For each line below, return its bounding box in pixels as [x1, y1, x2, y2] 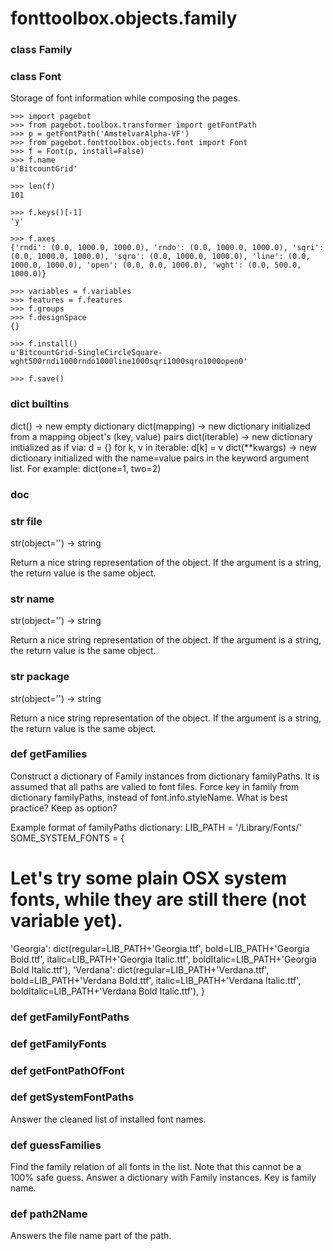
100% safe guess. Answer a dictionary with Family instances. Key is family [10, 1172, 317, 1184]
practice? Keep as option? [10, 802, 118, 814]
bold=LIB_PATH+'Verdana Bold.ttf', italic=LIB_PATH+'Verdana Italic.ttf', [10, 974, 302, 986]
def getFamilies [10, 747, 88, 761]
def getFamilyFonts [10, 1037, 107, 1051]
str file [10, 514, 43, 528]
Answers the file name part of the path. [10, 1230, 172, 1242]
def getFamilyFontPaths [10, 1010, 130, 1024]
